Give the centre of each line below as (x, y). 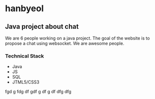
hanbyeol (24, 9)
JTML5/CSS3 (26, 82)
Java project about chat (42, 27)
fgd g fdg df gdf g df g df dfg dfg (38, 92)
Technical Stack (24, 56)
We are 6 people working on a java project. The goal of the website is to (77, 38)
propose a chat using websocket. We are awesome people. (65, 43)
